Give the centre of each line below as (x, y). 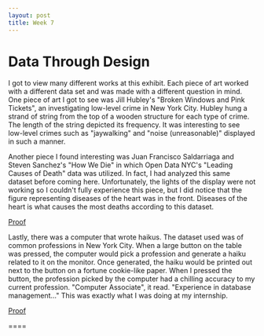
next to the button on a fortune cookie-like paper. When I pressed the (120, 271)
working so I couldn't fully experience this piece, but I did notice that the (125, 190)
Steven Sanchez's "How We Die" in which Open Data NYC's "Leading (121, 165)
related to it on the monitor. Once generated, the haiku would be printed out (130, 262)
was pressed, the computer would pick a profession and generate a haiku (127, 254)
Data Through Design (79, 62)
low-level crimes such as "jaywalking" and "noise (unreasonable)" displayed (132, 133)
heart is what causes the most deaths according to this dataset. (111, 207)
